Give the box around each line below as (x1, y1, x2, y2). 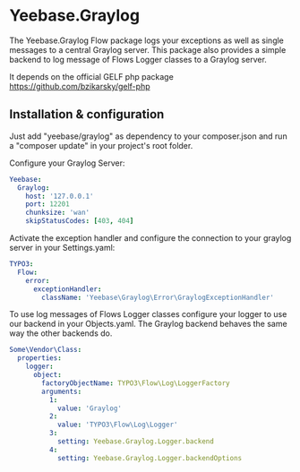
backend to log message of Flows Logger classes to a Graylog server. (9, 54, 267, 64)
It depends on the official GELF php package (9, 71, 175, 82)
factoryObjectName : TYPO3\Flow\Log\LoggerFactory (41, 378, 230, 388)
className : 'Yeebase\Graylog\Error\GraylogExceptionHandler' (41, 293, 275, 302)
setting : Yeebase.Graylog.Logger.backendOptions (56, 453, 243, 462)
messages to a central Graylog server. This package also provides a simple (9, 44, 287, 55)
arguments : (41, 387, 82, 396)
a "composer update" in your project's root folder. (9, 140, 193, 150)
